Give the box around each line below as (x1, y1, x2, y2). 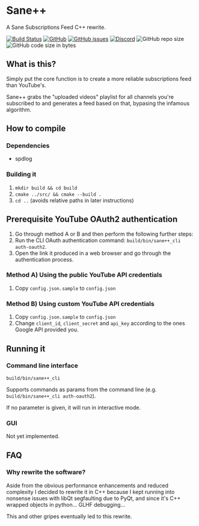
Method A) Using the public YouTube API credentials (6, 271, 162, 279)
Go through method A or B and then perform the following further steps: (14, 230, 194, 237)
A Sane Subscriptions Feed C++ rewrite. (6, 23, 106, 31)
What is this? (6, 59, 57, 69)
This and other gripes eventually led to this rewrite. (6, 513, 132, 520)
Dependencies (6, 142, 50, 150)
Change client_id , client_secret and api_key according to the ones (14, 320, 185, 327)
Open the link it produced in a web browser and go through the (14, 249, 171, 257)
